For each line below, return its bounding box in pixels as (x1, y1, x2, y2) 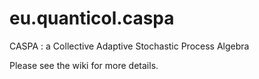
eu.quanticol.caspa (9, 7, 175, 30)
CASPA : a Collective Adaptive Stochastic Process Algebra (9, 40, 250, 52)
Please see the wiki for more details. (9, 59, 159, 71)
